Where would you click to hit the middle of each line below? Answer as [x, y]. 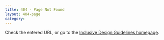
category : [15, 19]
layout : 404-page [23, 14]
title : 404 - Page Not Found [35, 10]
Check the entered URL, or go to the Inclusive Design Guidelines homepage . [82, 33]
